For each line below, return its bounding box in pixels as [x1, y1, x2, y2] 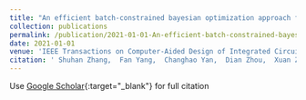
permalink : [9, 30, 51, 39]
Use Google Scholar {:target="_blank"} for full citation [9, 81, 209, 91]
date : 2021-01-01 [9, 38, 76, 48]
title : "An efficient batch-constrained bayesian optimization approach [9, 13, 291, 23]
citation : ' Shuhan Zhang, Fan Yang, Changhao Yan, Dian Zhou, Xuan [9, 55, 291, 65]
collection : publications [9, 22, 107, 31]
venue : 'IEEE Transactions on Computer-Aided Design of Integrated [9, 47, 271, 56]
